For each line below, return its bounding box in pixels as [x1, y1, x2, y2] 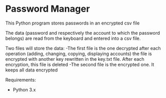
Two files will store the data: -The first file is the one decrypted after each [5, 45, 161, 51]
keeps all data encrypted [5, 67, 58, 73]
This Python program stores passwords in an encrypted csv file [5, 20, 140, 26]
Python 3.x [12, 86, 36, 92]
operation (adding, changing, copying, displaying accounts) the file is [5, 51, 152, 57]
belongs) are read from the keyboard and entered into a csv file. [5, 35, 141, 41]
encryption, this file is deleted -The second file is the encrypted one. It [5, 61, 154, 67]
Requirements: [5, 77, 36, 83]
